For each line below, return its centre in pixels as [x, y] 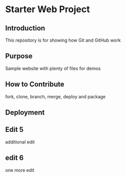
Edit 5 [14, 130]
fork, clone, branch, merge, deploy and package [56, 96]
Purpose [19, 56]
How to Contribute [35, 84]
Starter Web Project [48, 9]
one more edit [20, 170]
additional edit [20, 142]
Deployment [25, 113]
